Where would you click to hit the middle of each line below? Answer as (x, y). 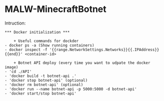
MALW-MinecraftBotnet (55, 9)
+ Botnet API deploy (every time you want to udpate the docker (82, 63)
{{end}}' (14, 54)
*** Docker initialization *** (37, 32)
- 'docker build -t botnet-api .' (41, 76)
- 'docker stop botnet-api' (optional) (46, 80)
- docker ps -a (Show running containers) (49, 45)
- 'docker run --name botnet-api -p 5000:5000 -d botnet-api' (71, 89)
